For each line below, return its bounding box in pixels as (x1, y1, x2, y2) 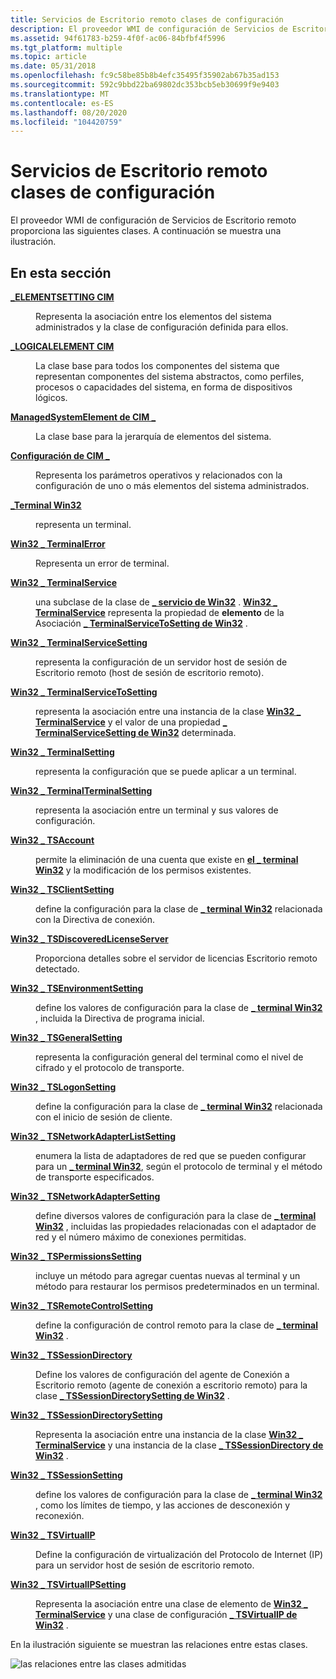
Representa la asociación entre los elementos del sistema (35, 311, 272, 322)
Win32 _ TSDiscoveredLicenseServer (10, 933, 169, 945)
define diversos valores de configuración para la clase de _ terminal (35, 1210, 317, 1221)
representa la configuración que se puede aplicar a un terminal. (35, 766, 297, 777)
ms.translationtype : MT (10, 89, 110, 99)
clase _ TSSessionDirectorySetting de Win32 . (35, 1390, 230, 1401)
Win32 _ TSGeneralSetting (10, 1032, 123, 1043)
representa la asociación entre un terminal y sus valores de (35, 804, 279, 816)
